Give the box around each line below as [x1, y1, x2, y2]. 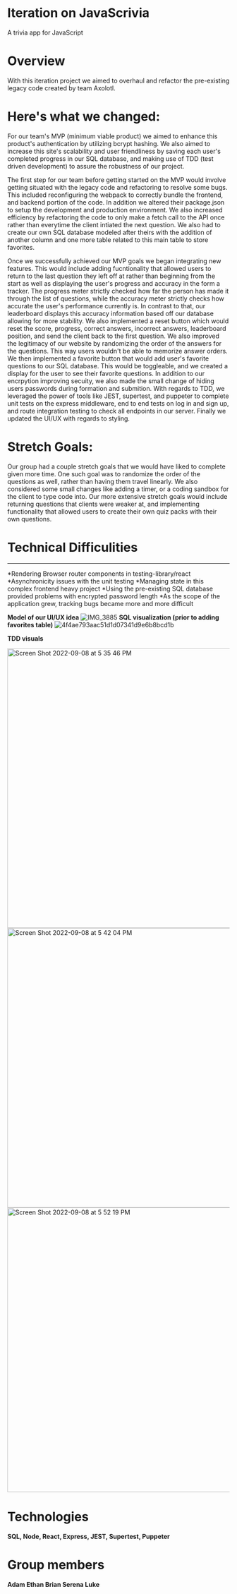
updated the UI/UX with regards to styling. [7, 414, 130, 423]
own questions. [7, 514, 52, 523]
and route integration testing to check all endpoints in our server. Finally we [7, 406, 226, 415]
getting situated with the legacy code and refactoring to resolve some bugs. [7, 183, 228, 191]
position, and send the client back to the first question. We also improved [7, 332, 220, 340]
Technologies [7, 1509, 90, 1525]
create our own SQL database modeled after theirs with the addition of [7, 228, 212, 236]
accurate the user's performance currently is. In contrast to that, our [7, 301, 206, 310]
